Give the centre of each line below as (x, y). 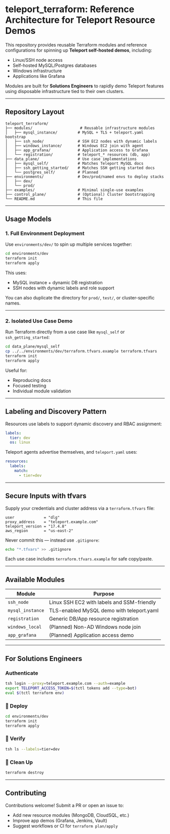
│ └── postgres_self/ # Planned (52, 172)
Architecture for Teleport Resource (80, 20)
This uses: (16, 273)
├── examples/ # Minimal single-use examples (74, 190)
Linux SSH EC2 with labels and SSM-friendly (102, 602)
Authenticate (22, 673)
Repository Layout (35, 112)
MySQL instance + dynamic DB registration (57, 283)
